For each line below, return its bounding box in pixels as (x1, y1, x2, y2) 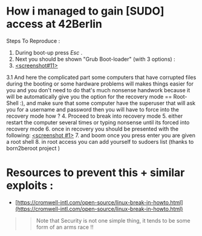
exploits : (6, 179, 54, 192)
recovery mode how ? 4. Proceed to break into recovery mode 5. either (6, 112, 183, 120)
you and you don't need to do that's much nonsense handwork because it (6, 86, 191, 93)
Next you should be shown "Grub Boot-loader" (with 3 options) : (15, 55, 175, 62)
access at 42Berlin (6, 17, 103, 31)
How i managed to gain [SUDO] (6, 4, 165, 18)
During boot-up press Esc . (15, 49, 83, 56)
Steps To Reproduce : (6, 37, 60, 44)
